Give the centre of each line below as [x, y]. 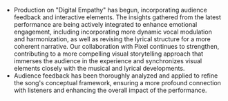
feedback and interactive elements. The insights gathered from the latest [117, 17]
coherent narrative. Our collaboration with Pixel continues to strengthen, [116, 46]
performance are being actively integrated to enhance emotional [105, 24]
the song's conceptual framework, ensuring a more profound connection [117, 83]
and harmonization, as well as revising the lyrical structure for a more [112, 39]
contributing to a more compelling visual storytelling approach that [108, 54]
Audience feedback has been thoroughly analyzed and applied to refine [116, 76]
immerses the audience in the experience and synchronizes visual [108, 61]
